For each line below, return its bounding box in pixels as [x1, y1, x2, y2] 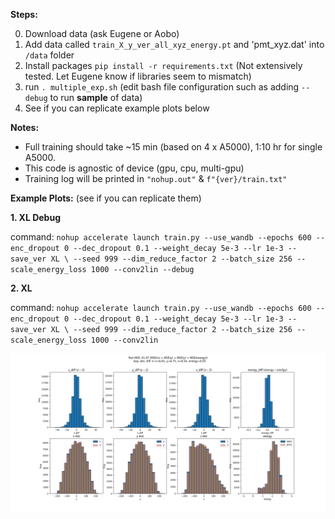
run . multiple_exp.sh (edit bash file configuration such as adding [24, 81, 300, 93]
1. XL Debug [10, 212, 62, 223]
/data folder [24, 49, 75, 61]
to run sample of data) [49, 92, 143, 103]
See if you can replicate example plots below [24, 102, 210, 114]
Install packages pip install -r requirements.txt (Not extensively [24, 60, 303, 71]
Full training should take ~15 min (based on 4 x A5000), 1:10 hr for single [24, 141, 323, 153]
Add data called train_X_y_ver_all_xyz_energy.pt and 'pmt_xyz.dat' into [24, 39, 325, 50]
